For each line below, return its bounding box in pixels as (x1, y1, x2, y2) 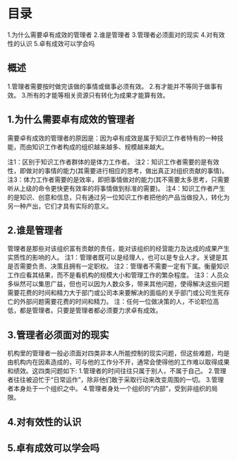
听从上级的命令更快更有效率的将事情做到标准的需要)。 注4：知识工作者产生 (7, 184, 226, 192)
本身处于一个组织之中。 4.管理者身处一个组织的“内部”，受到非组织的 (13, 384, 212, 393)
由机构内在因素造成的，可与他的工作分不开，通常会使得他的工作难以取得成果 (7, 358, 230, 367)
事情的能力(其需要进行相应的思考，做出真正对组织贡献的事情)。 (44, 166, 229, 175)
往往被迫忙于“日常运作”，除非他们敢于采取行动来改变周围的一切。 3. (13, 375, 212, 384)
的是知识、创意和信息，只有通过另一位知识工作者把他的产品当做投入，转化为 (7, 193, 230, 201)
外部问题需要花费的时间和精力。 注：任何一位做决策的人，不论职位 (19, 297, 213, 306)
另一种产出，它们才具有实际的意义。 (7, 201, 113, 210)
